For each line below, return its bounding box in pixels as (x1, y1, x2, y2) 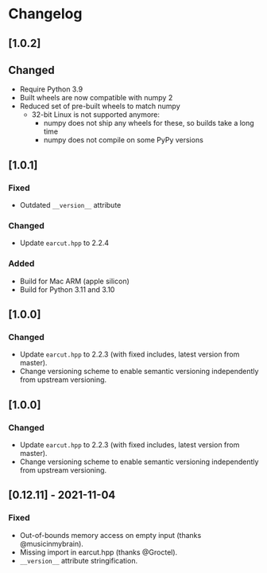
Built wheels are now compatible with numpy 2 (19, 93, 173, 103)
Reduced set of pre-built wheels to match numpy (19, 101, 180, 111)
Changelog (8, 5, 83, 23)
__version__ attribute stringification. (19, 555, 137, 565)
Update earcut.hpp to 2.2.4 (19, 238, 110, 248)
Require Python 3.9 (19, 84, 83, 94)
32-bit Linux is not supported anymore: (31, 110, 161, 119)
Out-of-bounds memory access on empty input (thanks (19, 530, 202, 540)
